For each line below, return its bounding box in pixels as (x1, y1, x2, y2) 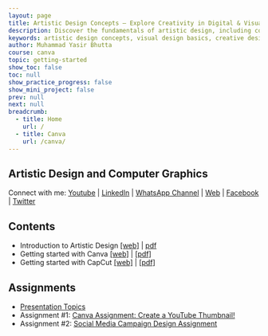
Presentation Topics (19, 302, 86, 311)
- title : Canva (15, 130, 66, 138)
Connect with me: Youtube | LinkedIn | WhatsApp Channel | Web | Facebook (8, 188, 259, 197)
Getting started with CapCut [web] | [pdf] (19, 258, 156, 268)
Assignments (8, 280, 77, 295)
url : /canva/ (22, 137, 66, 146)
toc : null (8, 71, 41, 79)
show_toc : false (8, 64, 62, 72)
